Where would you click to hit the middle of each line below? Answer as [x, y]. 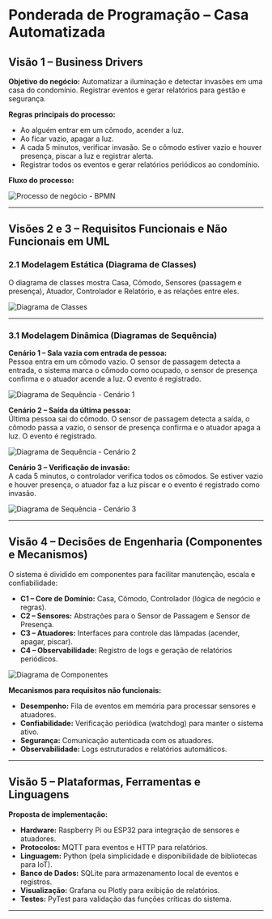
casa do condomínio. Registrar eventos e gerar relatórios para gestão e [127, 90]
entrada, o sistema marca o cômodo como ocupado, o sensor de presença [133, 370]
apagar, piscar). [46, 641]
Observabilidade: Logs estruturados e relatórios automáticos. [123, 749]
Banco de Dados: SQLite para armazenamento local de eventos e [129, 873]
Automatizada [57, 32]
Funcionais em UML [59, 242]
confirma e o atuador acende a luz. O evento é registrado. [105, 378]
